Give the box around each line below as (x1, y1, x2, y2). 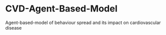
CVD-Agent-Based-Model (5, 3, 118, 14)
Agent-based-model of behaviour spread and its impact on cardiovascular (5, 19, 161, 25)
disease (5, 24, 22, 30)
